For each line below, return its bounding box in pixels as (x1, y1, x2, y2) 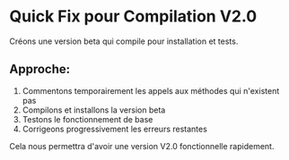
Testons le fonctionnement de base (22, 114, 153, 124)
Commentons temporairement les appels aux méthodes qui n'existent (22, 85, 280, 96)
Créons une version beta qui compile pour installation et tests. (9, 36, 239, 46)
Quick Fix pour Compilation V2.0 (9, 6, 258, 27)
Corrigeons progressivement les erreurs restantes (22, 123, 208, 134)
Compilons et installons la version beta (22, 105, 166, 115)
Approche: (9, 62, 71, 77)
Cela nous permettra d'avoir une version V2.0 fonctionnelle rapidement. (9, 140, 275, 151)
